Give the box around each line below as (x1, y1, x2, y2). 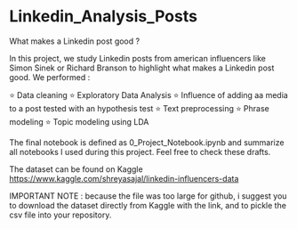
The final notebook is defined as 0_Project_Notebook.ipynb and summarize (9, 136, 285, 148)
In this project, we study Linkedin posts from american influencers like (9, 53, 267, 63)
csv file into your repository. (9, 209, 112, 220)
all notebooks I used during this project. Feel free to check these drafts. (9, 146, 271, 157)
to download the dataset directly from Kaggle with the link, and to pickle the (9, 200, 287, 210)
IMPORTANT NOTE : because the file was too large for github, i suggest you (9, 190, 287, 201)
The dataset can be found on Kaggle (9, 163, 144, 175)
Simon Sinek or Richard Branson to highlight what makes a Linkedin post (9, 62, 275, 73)
